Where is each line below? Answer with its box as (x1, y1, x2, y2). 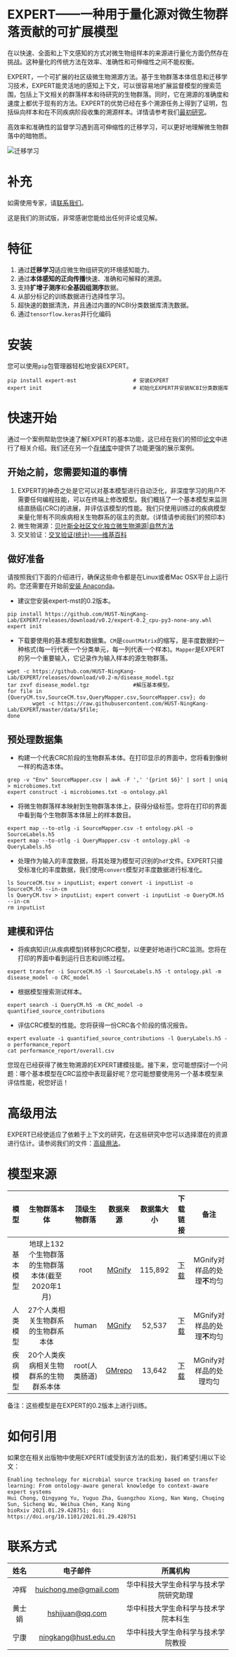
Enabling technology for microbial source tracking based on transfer (7, 1476, 218, 1483)
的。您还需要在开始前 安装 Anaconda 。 (7, 582, 119, 590)
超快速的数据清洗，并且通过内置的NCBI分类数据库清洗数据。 (17, 300, 193, 309)
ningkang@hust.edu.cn (39, 1632, 116, 1641)
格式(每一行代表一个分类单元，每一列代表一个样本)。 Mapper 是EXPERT (23, 645, 225, 654)
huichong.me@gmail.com (34, 1584, 119, 1594)
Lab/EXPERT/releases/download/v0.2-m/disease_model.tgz (7, 674, 174, 681)
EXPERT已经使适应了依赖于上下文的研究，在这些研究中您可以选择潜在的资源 (7, 1130, 228, 1139)
